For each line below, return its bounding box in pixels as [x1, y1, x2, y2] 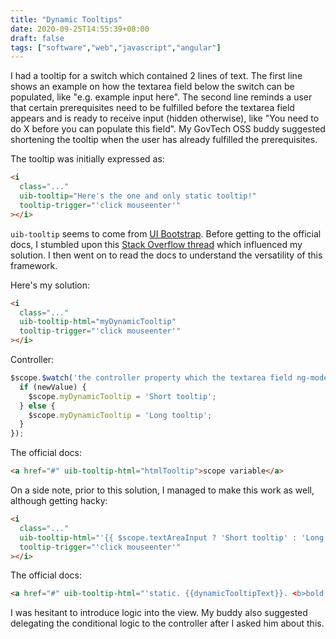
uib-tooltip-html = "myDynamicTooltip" [19, 317, 177, 327]
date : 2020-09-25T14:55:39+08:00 [10, 24, 150, 34]
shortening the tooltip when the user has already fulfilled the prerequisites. [10, 134, 318, 146]
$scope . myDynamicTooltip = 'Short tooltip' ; [28, 391, 217, 401]
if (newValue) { [19, 382, 87, 392]
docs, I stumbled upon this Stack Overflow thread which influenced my [10, 238, 303, 250]
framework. [10, 259, 58, 271]
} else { [19, 401, 56, 411]
